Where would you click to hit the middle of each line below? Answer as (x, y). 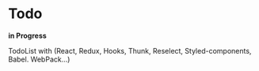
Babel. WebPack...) (39, 59)
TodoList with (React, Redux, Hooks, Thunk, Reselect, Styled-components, (130, 50)
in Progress (28, 35)
